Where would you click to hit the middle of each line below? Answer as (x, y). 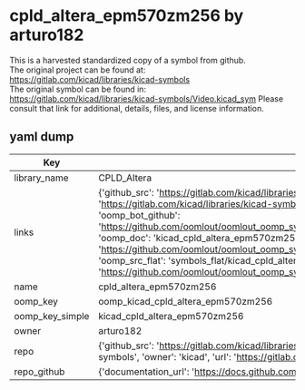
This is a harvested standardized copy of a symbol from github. (128, 60)
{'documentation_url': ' (147, 371)
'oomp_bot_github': (139, 215)
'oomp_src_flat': (132, 260)
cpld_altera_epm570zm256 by (127, 16)
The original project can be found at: (78, 70)
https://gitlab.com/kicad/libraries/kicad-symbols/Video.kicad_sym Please (147, 98)
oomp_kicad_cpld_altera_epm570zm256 (186, 301)
